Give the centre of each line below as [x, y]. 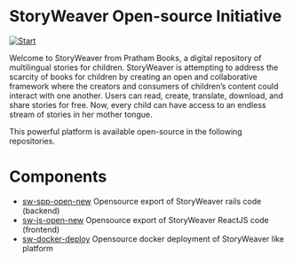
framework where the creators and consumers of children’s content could [144, 86]
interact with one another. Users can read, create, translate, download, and [146, 96]
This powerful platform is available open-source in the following [126, 131]
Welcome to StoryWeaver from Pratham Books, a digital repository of [135, 58]
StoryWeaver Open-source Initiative [146, 16]
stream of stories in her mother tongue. [81, 114]
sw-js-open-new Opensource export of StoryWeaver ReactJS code [145, 220]
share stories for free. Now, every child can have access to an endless [138, 104]
